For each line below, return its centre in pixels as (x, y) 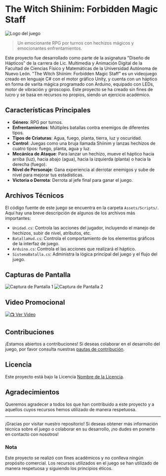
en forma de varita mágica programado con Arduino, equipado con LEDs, (80, 84)
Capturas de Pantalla (38, 275)
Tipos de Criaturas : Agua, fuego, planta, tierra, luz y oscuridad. (77, 138)
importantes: (18, 218)
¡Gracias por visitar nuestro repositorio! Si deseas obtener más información (82, 423)
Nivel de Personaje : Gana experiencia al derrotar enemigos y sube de (83, 169)
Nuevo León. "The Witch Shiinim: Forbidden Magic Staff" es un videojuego (81, 73)
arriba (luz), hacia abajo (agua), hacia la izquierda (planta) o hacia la (82, 159)
